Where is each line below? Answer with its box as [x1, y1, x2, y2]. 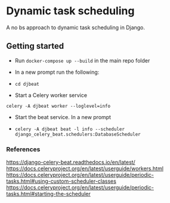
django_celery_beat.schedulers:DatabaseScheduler [14, 131, 141, 138]
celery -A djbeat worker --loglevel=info [6, 103, 111, 109]
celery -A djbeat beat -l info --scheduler [14, 126, 125, 132]
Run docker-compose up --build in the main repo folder [14, 57, 150, 64]
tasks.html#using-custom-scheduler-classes [6, 177, 116, 185]
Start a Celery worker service [14, 91, 88, 99]
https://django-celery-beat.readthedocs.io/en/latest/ [6, 159, 135, 166]
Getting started [6, 41, 64, 51]
